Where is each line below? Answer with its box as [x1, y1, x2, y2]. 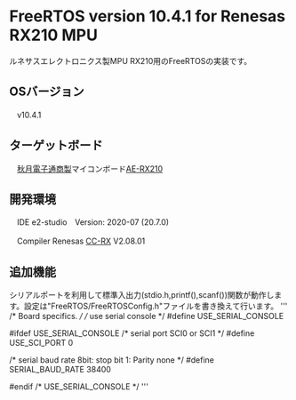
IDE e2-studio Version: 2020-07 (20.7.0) [16, 217, 170, 228]
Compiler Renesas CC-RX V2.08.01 [16, 236, 146, 246]
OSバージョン [9, 84, 84, 100]
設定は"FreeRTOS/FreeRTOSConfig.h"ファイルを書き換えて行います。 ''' [23, 300, 288, 312]
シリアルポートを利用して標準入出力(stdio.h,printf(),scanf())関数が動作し [9, 290, 275, 300]
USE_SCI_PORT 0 [9, 338, 74, 348]
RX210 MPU [9, 25, 99, 45]
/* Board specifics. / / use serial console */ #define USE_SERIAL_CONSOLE [9, 311, 284, 322]
